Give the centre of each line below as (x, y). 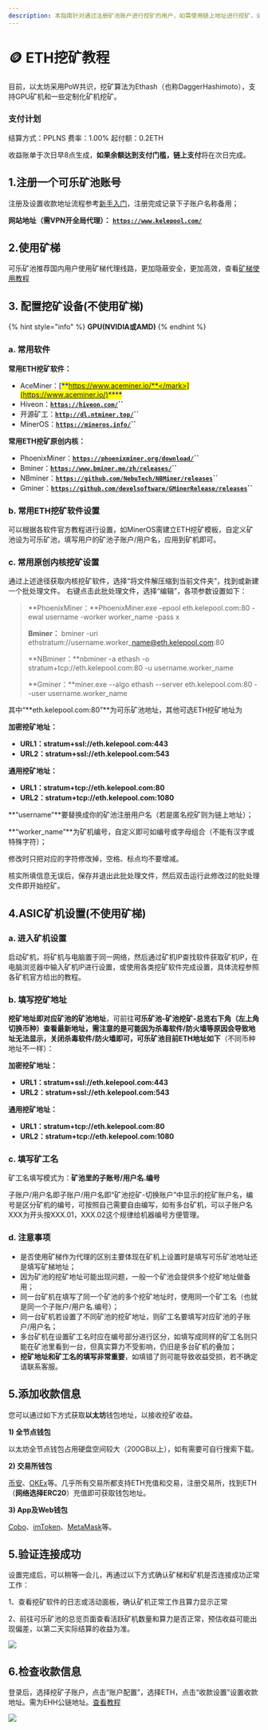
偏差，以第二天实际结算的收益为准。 (74, 1629)
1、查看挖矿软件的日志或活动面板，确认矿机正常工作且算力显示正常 (118, 1602)
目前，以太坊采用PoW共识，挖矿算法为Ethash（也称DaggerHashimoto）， (128, 86)
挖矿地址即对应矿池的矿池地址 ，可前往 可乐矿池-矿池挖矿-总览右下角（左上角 (134, 1019)
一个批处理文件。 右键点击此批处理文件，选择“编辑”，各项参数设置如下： (128, 591)
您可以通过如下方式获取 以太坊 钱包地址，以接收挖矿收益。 (102, 1414)
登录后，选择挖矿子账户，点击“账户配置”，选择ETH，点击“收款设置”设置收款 (133, 1692)
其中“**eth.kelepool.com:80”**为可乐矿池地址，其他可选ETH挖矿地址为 (126, 710)
